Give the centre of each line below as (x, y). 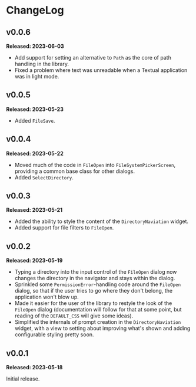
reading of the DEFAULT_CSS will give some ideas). (74, 316)
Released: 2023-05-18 (34, 368)
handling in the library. (42, 64)
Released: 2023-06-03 (35, 46)
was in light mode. (37, 76)
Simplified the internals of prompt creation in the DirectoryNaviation (98, 322)
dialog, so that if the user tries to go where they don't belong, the (93, 291)
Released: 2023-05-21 (34, 210)
